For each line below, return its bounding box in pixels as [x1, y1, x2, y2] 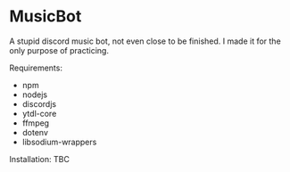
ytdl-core [21, 108, 57, 119]
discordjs [21, 98, 56, 109]
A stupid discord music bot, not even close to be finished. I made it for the [9, 36, 281, 46]
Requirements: [9, 62, 62, 73]
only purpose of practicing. [9, 45, 110, 55]
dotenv [21, 127, 49, 137]
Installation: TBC [9, 153, 70, 164]
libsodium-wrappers [21, 136, 97, 147]
